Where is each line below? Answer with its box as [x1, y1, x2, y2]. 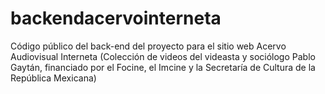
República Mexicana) [10, 72, 97, 84]
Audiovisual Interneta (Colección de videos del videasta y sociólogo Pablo [10, 50, 316, 62]
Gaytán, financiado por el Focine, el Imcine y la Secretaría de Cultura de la [10, 61, 316, 73]
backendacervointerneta [10, 7, 222, 30]
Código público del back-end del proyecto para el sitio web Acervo [10, 40, 287, 52]
